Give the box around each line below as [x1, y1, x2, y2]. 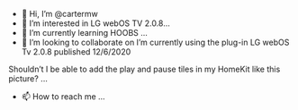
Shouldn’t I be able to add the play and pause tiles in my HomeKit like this [8, 63, 281, 74]
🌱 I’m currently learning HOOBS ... [21, 28, 148, 38]
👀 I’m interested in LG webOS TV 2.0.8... [21, 18, 170, 29]
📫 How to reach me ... [21, 91, 105, 102]
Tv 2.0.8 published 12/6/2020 [21, 47, 131, 57]
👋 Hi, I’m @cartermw [21, 9, 98, 19]
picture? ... [8, 73, 49, 84]
